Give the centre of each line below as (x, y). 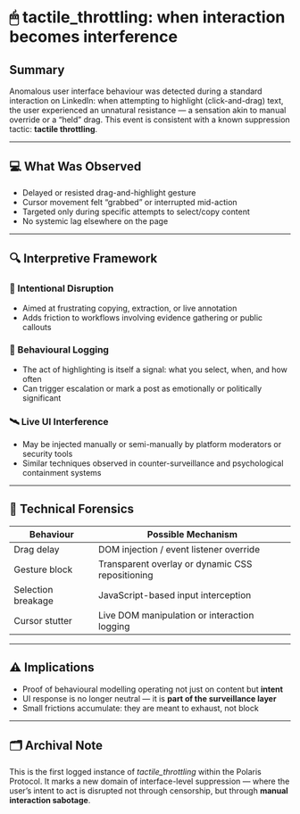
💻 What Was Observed (75, 166)
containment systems (62, 473)
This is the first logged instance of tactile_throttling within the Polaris (135, 771)
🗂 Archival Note (56, 746)
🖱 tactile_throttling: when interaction (147, 17)
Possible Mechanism (192, 534)
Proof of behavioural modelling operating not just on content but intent (153, 689)
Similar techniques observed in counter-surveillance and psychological (153, 463)
